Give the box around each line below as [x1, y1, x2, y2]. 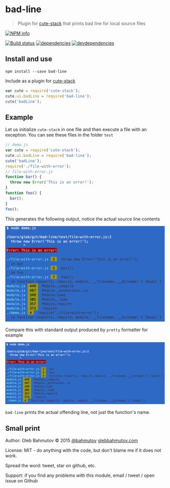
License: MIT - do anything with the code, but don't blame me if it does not [5, 447, 161, 453]
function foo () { [5, 190, 42, 196]
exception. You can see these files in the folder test [5, 132, 114, 138]
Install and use [5, 55, 52, 63]
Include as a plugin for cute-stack [5, 78, 76, 84]
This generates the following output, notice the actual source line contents [5, 216, 160, 222]
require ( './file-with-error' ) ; [5, 164, 71, 169]
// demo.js [5, 142, 28, 148]
